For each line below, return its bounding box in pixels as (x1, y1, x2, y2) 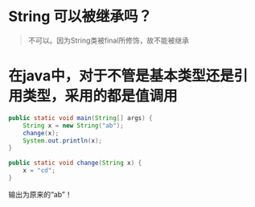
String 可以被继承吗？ (8, 7, 153, 26)
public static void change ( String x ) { (8, 159, 142, 168)
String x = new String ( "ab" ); (23, 122, 125, 130)
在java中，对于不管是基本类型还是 (8, 67, 235, 85)
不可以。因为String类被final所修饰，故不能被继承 (27, 35, 190, 45)
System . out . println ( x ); (23, 136, 103, 145)
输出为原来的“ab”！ (8, 189, 72, 199)
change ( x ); (23, 129, 60, 137)
